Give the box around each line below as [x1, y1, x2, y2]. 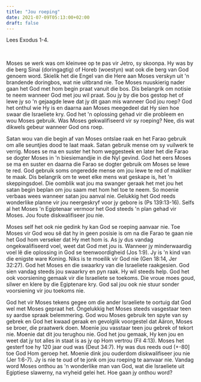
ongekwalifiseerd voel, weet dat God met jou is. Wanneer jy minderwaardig [6, 243, 192, 250]
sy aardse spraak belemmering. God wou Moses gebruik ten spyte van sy [6, 312, 188, 319]
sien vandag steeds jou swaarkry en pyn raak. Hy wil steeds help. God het [6, 268, 190, 275]
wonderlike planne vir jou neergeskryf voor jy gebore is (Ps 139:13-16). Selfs [6, 199, 195, 206]
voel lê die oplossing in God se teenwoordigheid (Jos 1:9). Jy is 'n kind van [6, 249, 191, 256]
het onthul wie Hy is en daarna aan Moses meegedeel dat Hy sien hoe [6, 105, 179, 112]
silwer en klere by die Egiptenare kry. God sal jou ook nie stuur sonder [6, 280, 179, 288]
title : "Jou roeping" [6, 8, 61, 15]
